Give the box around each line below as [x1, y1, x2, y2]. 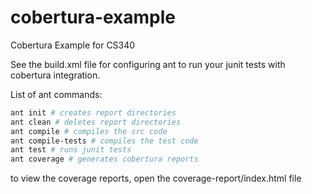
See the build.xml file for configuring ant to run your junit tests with [10, 58, 286, 70]
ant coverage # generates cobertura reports [10, 154, 199, 165]
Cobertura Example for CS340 [10, 39, 136, 51]
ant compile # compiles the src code [10, 126, 168, 136]
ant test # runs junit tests [10, 145, 132, 155]
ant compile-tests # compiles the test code [10, 136, 199, 146]
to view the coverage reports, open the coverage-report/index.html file [10, 172, 302, 185]
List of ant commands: [10, 88, 103, 100]
